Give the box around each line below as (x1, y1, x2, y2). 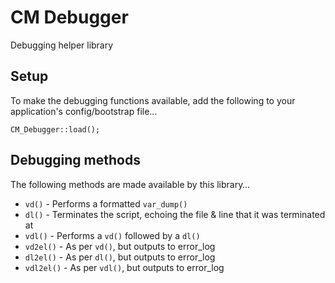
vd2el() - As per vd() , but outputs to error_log (24, 240, 216, 252)
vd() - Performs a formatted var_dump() (24, 197, 188, 210)
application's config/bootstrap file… (10, 105, 158, 117)
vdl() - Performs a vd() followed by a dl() (24, 229, 201, 241)
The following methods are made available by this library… (10, 178, 251, 190)
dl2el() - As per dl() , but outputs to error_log (24, 251, 216, 263)
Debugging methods (10, 152, 141, 169)
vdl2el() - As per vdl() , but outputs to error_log (24, 261, 225, 273)
